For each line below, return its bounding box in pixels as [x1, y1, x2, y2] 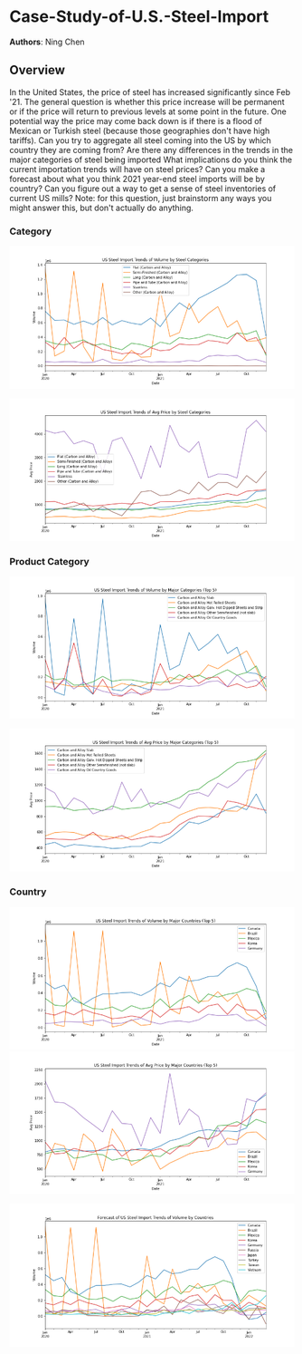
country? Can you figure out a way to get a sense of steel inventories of [9, 183, 277, 194]
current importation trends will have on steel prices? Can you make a [9, 163, 266, 174]
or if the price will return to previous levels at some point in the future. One [9, 106, 288, 117]
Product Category [9, 555, 90, 567]
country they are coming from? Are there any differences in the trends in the [9, 144, 294, 155]
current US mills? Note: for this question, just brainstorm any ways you [9, 192, 272, 203]
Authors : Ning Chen [9, 36, 85, 47]
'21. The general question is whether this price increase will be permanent [9, 96, 285, 107]
